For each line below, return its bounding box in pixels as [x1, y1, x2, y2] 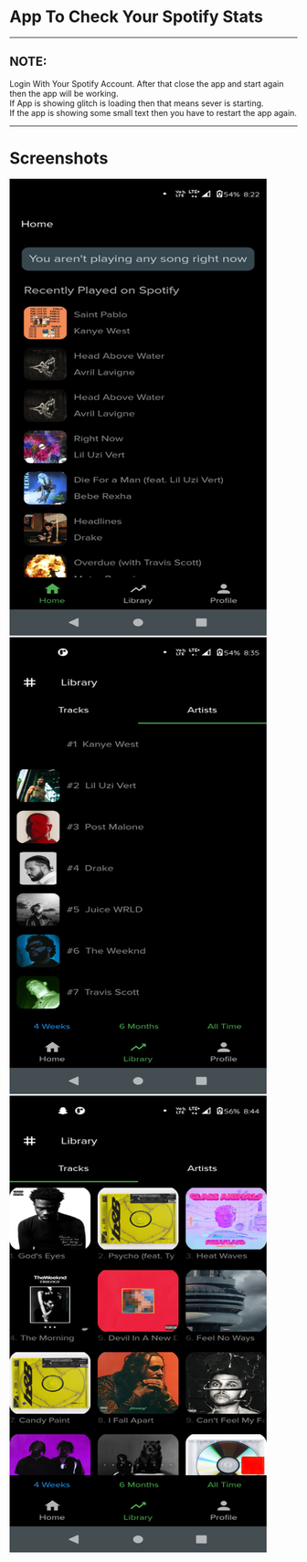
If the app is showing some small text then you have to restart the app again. [9, 107, 297, 118]
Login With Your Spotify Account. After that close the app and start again [9, 78, 284, 89]
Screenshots [9, 148, 109, 168]
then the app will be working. [9, 88, 119, 99]
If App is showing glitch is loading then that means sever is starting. [9, 98, 264, 109]
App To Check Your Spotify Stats [9, 6, 263, 27]
